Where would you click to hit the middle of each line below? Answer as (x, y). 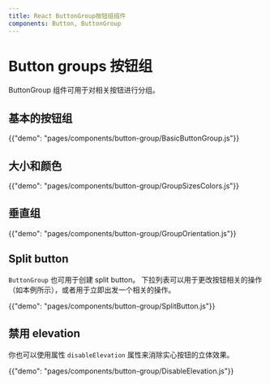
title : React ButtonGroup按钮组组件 (67, 16)
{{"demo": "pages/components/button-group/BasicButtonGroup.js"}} (124, 138)
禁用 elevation (45, 334)
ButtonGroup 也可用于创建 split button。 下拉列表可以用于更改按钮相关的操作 (135, 279)
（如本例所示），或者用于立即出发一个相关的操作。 (92, 290)
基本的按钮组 (41, 118)
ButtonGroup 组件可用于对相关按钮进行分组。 (84, 90)
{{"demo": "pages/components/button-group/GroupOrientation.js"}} (122, 233)
